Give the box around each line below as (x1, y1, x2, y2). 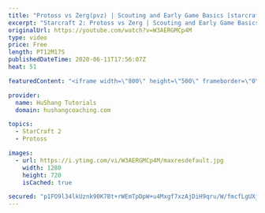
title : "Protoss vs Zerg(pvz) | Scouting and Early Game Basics (8, 11, 224, 20)
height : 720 (22, 171, 62, 179)
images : (8, 149, 34, 157)
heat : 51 (8, 63, 37, 71)
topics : (8, 120, 34, 129)
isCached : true (22, 178, 73, 186)
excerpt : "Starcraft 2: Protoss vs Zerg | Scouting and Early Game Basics (8, 19, 259, 27)
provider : (8, 92, 41, 99)
